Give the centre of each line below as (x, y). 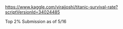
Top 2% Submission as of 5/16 (36, 22)
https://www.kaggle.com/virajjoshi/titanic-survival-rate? (61, 7)
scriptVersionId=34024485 (33, 12)
